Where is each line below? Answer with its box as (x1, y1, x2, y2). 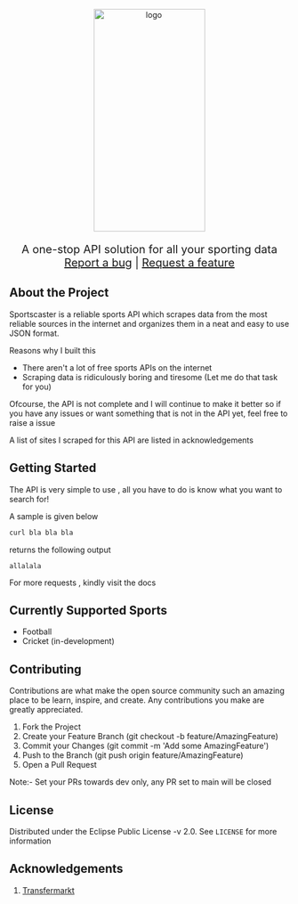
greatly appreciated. (9, 704, 84, 715)
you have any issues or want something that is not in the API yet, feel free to (9, 408, 288, 419)
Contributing (9, 662, 82, 677)
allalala (9, 561, 42, 570)
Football (21, 626, 52, 637)
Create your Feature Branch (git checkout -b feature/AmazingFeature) (21, 731, 278, 742)
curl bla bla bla (9, 528, 74, 537)
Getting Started (9, 460, 97, 476)
